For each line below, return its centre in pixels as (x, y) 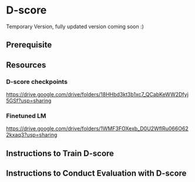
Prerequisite (29, 45)
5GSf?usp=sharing (29, 101)
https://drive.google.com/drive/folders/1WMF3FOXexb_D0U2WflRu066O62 (97, 129)
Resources (26, 65)
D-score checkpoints (37, 82)
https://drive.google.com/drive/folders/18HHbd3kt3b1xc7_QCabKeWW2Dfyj (97, 95)
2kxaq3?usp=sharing (32, 135)
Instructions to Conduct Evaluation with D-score (96, 173)
